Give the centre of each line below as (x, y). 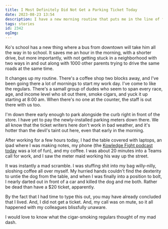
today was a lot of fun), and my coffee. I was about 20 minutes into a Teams (83, 151)
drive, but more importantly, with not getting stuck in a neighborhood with (81, 58)
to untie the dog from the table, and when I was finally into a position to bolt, (84, 176)
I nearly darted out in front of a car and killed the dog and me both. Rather (81, 181)
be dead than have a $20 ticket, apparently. (50, 187)
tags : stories (20, 24)
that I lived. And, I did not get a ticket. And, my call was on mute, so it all (79, 202)
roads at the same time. (29, 68)
